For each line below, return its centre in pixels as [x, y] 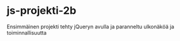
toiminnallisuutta [27, 32]
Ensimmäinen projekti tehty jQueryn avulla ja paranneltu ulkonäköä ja [91, 27]
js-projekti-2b [42, 11]
